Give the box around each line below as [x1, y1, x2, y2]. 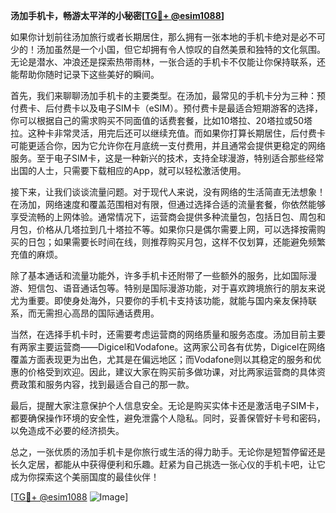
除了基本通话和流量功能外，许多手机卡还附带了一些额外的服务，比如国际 [10, 270, 308, 281]
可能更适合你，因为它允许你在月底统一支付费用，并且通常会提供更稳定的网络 [10, 140, 326, 151]
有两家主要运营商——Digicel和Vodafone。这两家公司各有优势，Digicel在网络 [10, 341, 326, 353]
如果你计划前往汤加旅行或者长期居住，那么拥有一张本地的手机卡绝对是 [10, 31, 300, 43]
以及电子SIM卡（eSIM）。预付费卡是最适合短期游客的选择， [79, 102, 323, 114]
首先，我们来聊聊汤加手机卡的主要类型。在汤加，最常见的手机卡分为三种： [10, 90, 317, 101]
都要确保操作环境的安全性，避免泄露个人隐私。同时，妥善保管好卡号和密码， [10, 412, 326, 424]
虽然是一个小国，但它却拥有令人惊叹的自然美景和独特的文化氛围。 [53, 44, 326, 55]
